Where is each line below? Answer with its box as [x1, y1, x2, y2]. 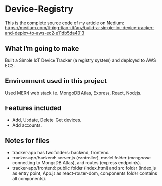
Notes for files [5, 136, 50, 145]
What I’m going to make [5, 44, 79, 53]
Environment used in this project [5, 77, 107, 85]
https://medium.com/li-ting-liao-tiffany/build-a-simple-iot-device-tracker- [5, 25, 155, 30]
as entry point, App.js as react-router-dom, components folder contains [12, 170, 157, 176]
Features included [5, 104, 62, 112]
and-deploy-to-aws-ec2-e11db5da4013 [5, 30, 85, 36]
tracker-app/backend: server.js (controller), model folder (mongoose [12, 155, 151, 160]
